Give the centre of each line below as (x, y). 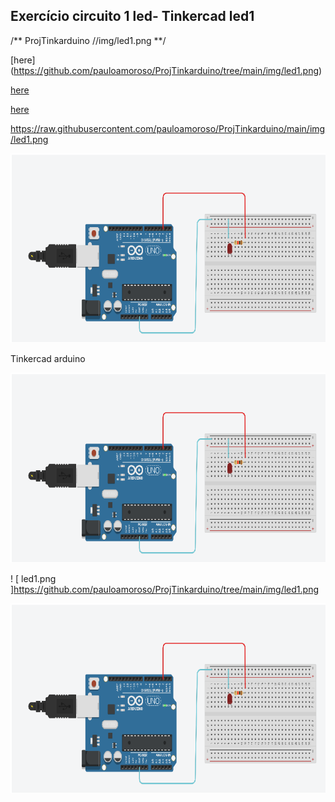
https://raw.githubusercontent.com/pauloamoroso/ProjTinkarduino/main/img (168, 128)
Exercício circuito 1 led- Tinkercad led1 (132, 16)
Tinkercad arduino (48, 359)
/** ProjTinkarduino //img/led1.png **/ (88, 40)
